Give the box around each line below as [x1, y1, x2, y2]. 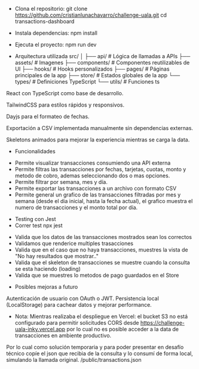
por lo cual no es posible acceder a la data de [66, 326, 179, 332]
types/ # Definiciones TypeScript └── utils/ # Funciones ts [14, 78, 160, 85]
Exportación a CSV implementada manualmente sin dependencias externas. [6, 125, 193, 131]
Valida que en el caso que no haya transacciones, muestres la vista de [14, 246, 188, 253]
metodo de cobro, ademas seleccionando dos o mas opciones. [14, 172, 170, 179]
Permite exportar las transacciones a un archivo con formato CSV [14, 185, 177, 192]
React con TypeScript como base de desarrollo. [6, 90, 124, 96]
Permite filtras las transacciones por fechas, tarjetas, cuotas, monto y [14, 166, 186, 173]
